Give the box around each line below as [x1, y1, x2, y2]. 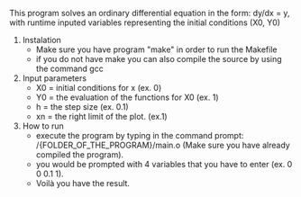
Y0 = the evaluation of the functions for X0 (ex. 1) [35, 92, 219, 103]
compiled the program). [35, 149, 124, 160]
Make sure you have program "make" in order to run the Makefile [35, 44, 278, 55]
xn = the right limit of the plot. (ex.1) [35, 112, 169, 121]
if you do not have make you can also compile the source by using [35, 54, 282, 64]
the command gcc [35, 63, 104, 74]
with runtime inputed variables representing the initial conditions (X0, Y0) [9, 17, 281, 28]
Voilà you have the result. [35, 178, 131, 188]
